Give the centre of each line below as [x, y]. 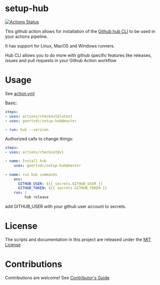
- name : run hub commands [31, 175]
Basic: [11, 103]
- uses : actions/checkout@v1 [34, 152]
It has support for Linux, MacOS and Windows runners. [60, 46]
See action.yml [20, 93]
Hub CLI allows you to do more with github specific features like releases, [78, 55]
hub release [37, 197]
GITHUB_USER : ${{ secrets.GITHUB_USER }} [60, 184]
